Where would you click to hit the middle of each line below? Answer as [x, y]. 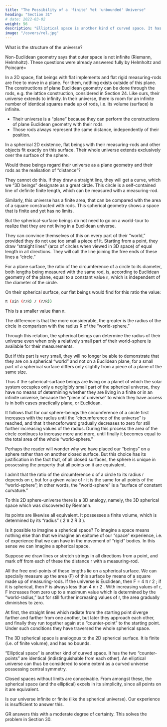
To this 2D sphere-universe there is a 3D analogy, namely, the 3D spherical [82, 500]
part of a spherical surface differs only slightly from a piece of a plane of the [83, 366]
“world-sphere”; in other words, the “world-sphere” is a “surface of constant [83, 485]
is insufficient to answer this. [35, 704]
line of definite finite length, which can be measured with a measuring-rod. [82, 190]
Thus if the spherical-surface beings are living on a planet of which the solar [83, 381]
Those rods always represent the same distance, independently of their [86, 130]
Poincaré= [16, 68]
